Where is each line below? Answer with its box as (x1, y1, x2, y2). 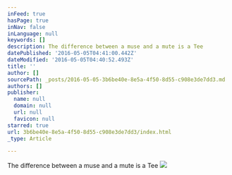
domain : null (13, 102, 52, 109)
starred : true (7, 121, 49, 129)
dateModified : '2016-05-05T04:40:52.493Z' (7, 56, 134, 64)
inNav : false (7, 23, 46, 30)
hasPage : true (7, 17, 49, 24)
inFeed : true (7, 10, 46, 18)
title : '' (7, 63, 37, 70)
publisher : (7, 89, 39, 96)
